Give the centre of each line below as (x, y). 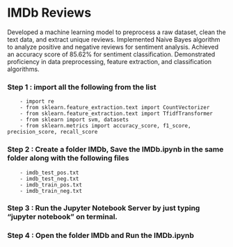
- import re (37, 102)
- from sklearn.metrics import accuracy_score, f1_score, (105, 126)
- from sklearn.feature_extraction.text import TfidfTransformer (116, 114)
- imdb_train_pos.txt (51, 185)
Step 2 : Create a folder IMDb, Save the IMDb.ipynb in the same (115, 150)
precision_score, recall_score (53, 132)
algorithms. (23, 69)
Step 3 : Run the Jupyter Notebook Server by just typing (104, 208)
